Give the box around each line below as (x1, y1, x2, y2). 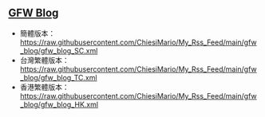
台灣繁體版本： (19, 55, 69, 64)
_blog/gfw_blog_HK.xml (19, 99, 98, 109)
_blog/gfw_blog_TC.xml (19, 72, 97, 82)
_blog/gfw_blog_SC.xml (19, 45, 98, 55)
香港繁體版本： (19, 82, 69, 92)
